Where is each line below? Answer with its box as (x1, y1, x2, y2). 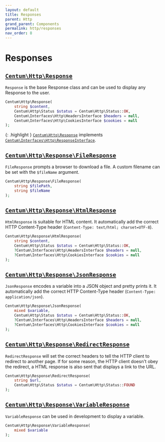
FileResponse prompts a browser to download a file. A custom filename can (5, 164, 160, 170)
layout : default (5, 7, 39, 13)
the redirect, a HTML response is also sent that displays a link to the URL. (5, 364, 156, 370)
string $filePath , (14, 183, 52, 188)
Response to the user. (5, 90, 50, 95)
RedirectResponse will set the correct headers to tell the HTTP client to (5, 353, 150, 359)
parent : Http (5, 17, 32, 22)
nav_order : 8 (5, 31, 32, 36)
